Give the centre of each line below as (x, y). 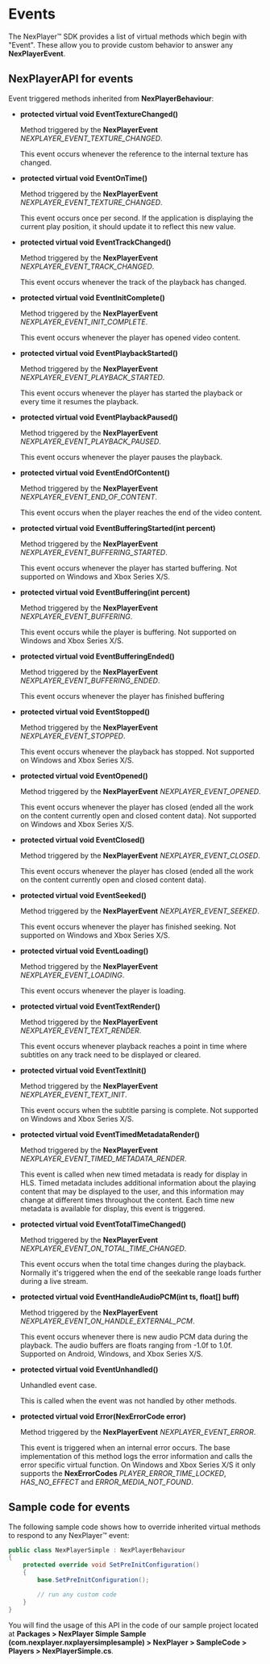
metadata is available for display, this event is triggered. (112, 1208)
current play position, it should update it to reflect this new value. (128, 226)
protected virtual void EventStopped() (85, 712)
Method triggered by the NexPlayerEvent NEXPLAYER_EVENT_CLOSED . (140, 855)
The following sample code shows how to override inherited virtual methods (135, 1527)
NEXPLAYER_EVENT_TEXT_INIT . (73, 1094)
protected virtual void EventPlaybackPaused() (99, 417)
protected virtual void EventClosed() (82, 839)
